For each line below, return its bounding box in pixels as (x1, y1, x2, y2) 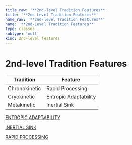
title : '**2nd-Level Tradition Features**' (5, 12, 99, 17)
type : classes (5, 26, 35, 32)
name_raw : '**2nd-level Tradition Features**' (5, 17, 105, 22)
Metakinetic (8, 101, 36, 108)
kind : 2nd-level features (5, 36, 60, 41)
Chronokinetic (8, 84, 41, 92)
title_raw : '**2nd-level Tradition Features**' (5, 7, 108, 13)
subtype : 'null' (5, 31, 39, 36)
